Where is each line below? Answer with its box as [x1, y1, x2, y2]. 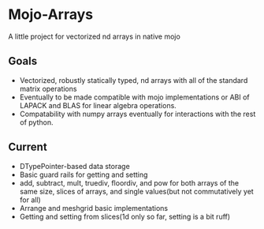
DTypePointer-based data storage [19, 161, 130, 171]
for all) [19, 195, 41, 205]
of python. [19, 117, 54, 127]
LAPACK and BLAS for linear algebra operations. [19, 100, 177, 110]
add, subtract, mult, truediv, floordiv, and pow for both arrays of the [19, 178, 239, 187]
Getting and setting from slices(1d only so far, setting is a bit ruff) [19, 212, 231, 221]
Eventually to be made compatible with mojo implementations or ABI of [19, 92, 250, 102]
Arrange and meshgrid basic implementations [19, 203, 168, 212]
